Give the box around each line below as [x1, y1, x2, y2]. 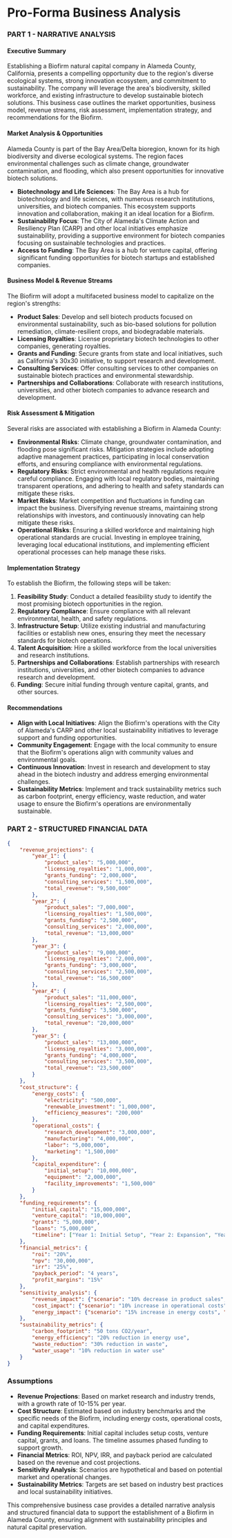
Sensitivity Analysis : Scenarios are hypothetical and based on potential [17, 1465, 223, 1474]
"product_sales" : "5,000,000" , [43, 859, 135, 866]
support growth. [17, 1443, 64, 1452]
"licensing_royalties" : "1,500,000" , [43, 910, 153, 918]
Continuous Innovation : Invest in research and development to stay [17, 763, 211, 771]
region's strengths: [7, 299, 61, 307]
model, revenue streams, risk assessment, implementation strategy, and [7, 106, 212, 115]
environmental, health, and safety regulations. [17, 615, 148, 623]
